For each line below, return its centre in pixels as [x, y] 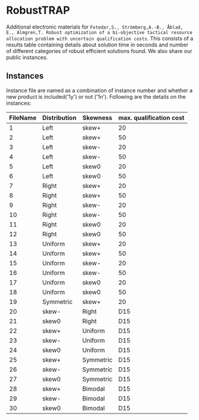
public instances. [27, 57]
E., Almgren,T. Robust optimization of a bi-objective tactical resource [99, 32]
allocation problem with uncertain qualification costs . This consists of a [100, 38]
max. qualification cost [151, 118]
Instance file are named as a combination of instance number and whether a [99, 90]
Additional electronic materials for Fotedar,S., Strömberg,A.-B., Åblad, [95, 27]
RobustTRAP [38, 10]
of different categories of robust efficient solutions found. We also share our [99, 51]
